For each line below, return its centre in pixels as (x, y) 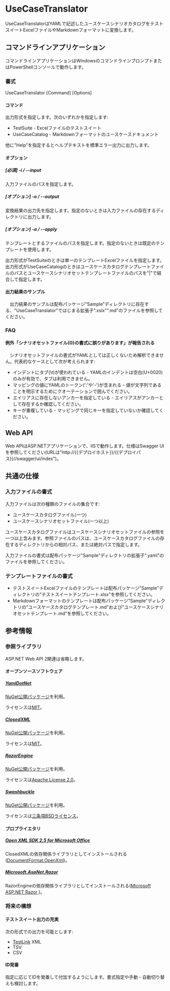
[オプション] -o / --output (32, 196)
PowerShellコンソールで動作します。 (48, 67)
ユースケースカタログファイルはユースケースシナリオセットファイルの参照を (85, 532)
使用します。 (41, 249)
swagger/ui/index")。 (39, 458)
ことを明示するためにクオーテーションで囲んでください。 (73, 391)
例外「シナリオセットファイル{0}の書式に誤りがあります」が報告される (80, 343)
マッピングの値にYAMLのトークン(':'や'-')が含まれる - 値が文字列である (87, 385)
